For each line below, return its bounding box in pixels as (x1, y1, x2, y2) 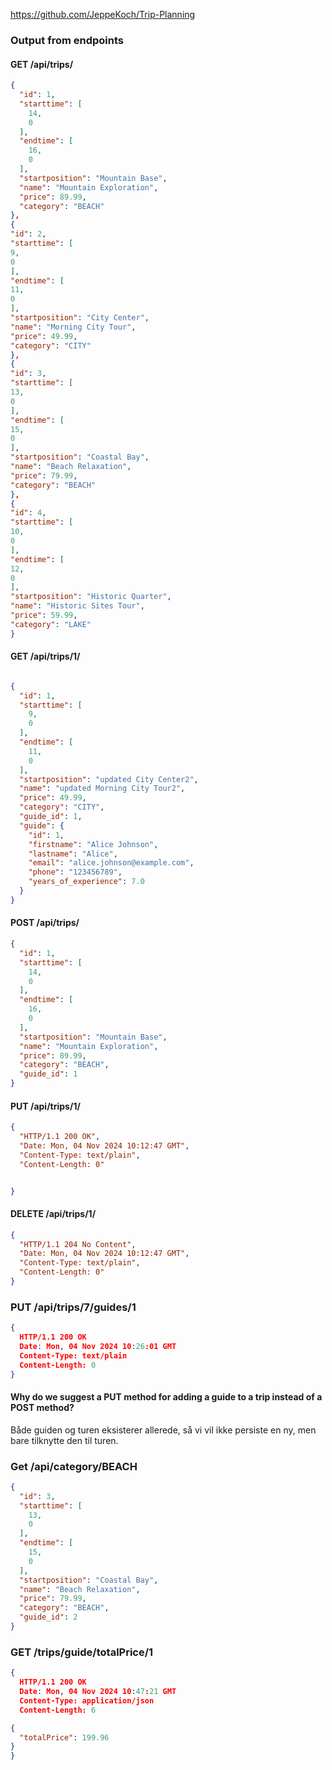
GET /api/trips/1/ (10, 650, 81, 663)
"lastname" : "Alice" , (28, 849, 118, 859)
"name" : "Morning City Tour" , (10, 322, 137, 332)
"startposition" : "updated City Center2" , (19, 774, 199, 784)
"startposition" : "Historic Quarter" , (10, 592, 172, 602)
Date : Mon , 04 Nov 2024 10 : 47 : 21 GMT (19, 1687, 177, 1697)
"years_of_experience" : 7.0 (28, 877, 145, 887)
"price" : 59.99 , (10, 610, 78, 620)
